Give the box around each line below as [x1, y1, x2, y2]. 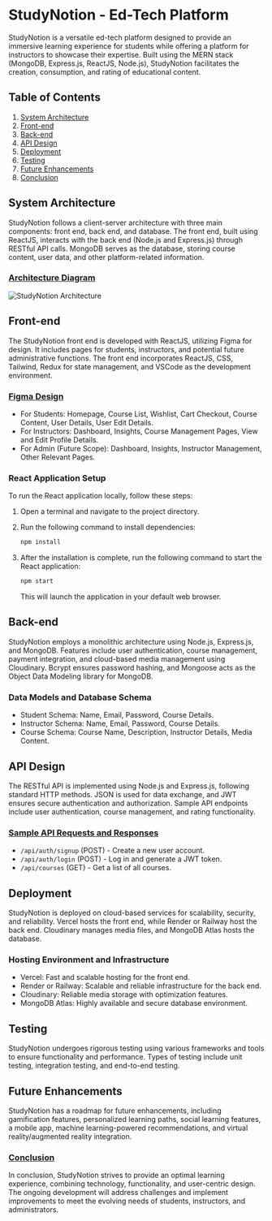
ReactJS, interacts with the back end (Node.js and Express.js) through [8, 235, 244, 244]
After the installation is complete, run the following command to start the [19, 553, 262, 563]
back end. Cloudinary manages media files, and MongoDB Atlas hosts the [8, 925, 255, 935]
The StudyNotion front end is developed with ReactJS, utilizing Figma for [8, 335, 253, 346]
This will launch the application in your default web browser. [19, 592, 222, 602]
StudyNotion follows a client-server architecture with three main [8, 218, 223, 227]
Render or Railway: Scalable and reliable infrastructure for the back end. [19, 981, 262, 991]
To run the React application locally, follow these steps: [8, 491, 193, 501]
